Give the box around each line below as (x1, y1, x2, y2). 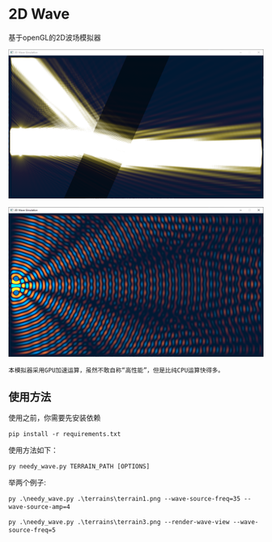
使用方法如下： (8, 446, 58, 455)
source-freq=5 (8, 527, 57, 535)
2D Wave (8, 5, 70, 23)
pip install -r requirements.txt (8, 430, 121, 438)
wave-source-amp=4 (8, 503, 70, 511)
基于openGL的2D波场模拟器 (8, 32, 101, 42)
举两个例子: (8, 478, 47, 488)
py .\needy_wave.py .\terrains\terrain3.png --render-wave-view (8, 519, 230, 527)
